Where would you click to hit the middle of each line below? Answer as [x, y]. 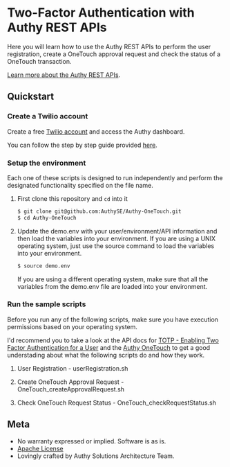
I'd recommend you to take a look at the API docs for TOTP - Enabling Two [113, 340]
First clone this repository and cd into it [72, 198]
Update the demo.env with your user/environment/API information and [117, 231]
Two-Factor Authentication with [101, 13]
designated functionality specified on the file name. [80, 185]
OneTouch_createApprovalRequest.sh [71, 389]
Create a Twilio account [48, 116]
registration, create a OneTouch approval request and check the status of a [114, 54]
